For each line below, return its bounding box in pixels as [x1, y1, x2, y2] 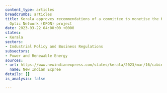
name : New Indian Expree [9, 67, 61, 72]
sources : [5, 58, 23, 63]
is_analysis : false [5, 76, 46, 81]
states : [5, 30, 21, 35]
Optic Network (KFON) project [9, 21, 72, 26]
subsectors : [5, 48, 30, 53]
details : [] [5, 72, 30, 77]
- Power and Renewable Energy [5, 53, 68, 58]
